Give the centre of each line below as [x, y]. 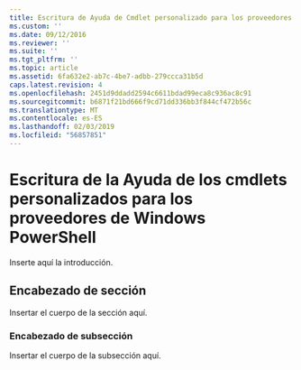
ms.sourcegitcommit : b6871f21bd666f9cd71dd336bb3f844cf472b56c [131, 102]
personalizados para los [101, 199]
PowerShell [53, 238]
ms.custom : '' [36, 26]
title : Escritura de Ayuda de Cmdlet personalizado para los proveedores [151, 18]
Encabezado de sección [78, 291]
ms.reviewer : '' [40, 43]
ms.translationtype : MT [54, 110]
